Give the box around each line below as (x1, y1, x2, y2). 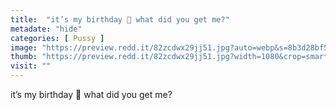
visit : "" (10, 61, 52, 71)
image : (10, 42, 38, 53)
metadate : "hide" (10, 24, 83, 34)
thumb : (10, 52, 38, 62)
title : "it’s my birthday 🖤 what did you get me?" (10, 14, 230, 25)
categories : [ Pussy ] (10, 33, 105, 43)
